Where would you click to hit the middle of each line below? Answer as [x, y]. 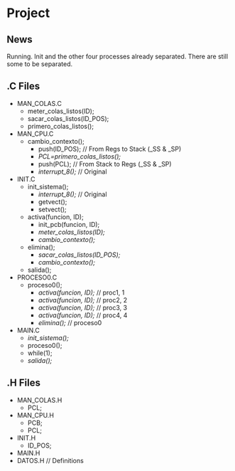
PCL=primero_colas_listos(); [80, 156]
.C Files [23, 86]
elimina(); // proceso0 [70, 322]
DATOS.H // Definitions [50, 460]
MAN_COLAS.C [39, 103]
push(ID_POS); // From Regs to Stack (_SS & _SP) [110, 149]
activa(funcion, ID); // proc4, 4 [83, 315]
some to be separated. [40, 64]
